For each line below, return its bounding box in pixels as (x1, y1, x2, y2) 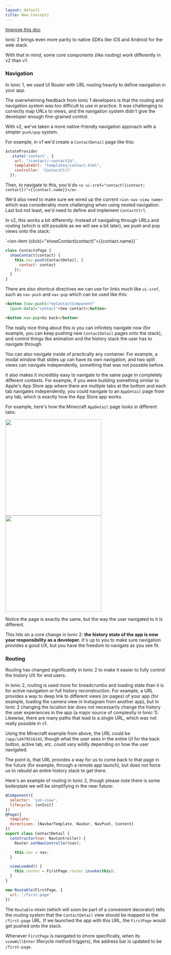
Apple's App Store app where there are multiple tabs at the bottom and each (5, 383, 166, 389)
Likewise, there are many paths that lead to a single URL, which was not (5, 715, 157, 721)
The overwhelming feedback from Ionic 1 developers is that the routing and (5, 97, 164, 103)
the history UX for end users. (5, 672, 67, 678)
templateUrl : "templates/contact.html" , (14, 163, 102, 168)
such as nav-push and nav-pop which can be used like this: (5, 291, 128, 298)
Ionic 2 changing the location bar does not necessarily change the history (5, 704, 161, 710)
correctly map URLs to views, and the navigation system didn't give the (5, 108, 156, 114)
